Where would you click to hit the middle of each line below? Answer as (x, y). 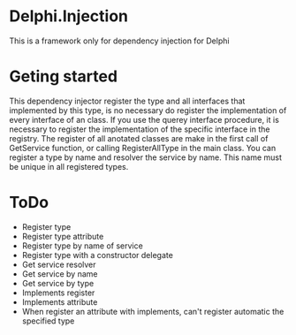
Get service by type (58, 283)
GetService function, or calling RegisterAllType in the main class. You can (143, 148)
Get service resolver (59, 264)
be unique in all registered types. (69, 166)
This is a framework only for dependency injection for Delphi (119, 41)
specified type (48, 321)
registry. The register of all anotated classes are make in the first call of (139, 138)
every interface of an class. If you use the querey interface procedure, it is (144, 119)
